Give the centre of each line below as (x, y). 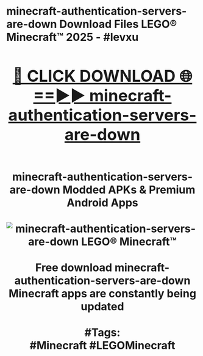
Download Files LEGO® (118, 24)
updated (102, 306)
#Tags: (102, 332)
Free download (74, 267)
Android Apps (102, 202)
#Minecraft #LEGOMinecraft (102, 345)
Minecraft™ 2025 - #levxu (73, 37)
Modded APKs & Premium (129, 190)
